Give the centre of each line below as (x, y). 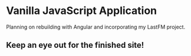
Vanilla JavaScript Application (82, 11)
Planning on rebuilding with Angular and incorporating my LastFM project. (96, 27)
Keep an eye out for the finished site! (75, 45)
